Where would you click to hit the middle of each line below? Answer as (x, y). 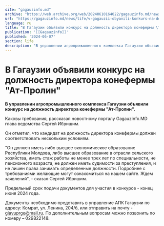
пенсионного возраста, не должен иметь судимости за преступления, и (81, 163)
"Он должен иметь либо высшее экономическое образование (70, 148)
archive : (14, 14)
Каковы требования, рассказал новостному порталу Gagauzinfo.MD (76, 118)
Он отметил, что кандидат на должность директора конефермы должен (81, 133)
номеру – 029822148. (27, 218)
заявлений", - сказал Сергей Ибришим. (46, 178)
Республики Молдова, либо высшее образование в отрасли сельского (79, 153)
